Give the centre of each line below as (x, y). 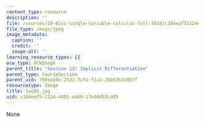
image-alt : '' (30, 52)
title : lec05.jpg (28, 91)
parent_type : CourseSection (42, 74)
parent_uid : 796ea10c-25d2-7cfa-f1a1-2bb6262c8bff (72, 80)
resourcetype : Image (33, 86)
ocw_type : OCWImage (31, 63)
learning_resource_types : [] (43, 57)
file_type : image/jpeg (35, 29)
